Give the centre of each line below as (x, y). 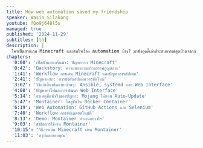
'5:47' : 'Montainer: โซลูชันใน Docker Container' (71, 101)
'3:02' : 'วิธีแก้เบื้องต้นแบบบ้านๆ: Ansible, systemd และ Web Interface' (92, 85)
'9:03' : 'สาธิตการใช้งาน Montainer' (51, 124)
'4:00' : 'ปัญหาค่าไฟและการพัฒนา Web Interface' (65, 91)
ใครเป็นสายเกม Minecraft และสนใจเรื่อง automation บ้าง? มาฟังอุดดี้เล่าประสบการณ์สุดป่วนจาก (103, 51)
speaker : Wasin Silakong (37, 18)
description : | (25, 46)
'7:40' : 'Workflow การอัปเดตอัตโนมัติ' (53, 113)
